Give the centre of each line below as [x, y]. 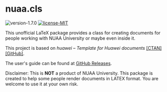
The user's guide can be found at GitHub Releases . [59, 63]
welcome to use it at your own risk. [42, 84]
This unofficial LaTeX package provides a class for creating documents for [83, 33]
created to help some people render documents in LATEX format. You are [82, 78]
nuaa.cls [24, 9]
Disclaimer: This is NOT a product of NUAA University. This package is [79, 73]
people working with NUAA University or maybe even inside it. [70, 38]
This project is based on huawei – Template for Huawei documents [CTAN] [83, 48]
